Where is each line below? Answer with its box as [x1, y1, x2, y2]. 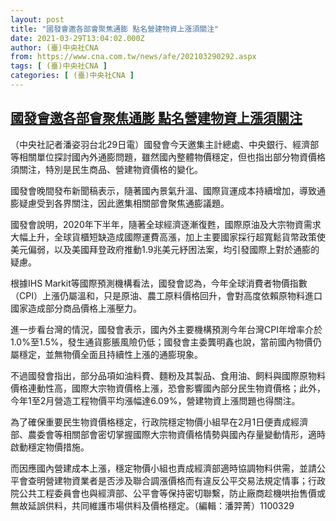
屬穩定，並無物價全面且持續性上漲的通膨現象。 [10, 348, 203, 360]
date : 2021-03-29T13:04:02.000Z [10, 33, 145, 43]
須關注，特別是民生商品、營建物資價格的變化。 [10, 163, 203, 175]
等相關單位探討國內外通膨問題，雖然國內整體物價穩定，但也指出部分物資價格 [10, 151, 326, 163]
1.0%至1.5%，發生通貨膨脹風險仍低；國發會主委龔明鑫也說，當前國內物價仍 [10, 336, 322, 348]
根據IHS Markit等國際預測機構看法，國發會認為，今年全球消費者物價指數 [10, 277, 308, 289]
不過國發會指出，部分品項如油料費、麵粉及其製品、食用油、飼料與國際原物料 [10, 369, 326, 381]
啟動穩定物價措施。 [10, 441, 90, 453]
